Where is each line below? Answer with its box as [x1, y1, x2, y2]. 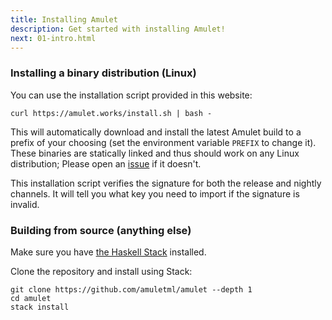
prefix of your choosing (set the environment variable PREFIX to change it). [10, 136, 317, 148]
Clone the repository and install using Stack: [10, 265, 193, 277]
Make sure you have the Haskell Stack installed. [10, 246, 207, 258]
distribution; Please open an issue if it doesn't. [10, 157, 202, 170]
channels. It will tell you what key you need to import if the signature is [10, 187, 300, 200]
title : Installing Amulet [10, 14, 118, 25]
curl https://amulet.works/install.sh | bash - [10, 108, 213, 118]
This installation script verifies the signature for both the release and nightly [10, 177, 322, 189]
